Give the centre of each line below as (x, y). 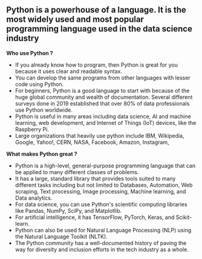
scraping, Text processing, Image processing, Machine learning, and (100, 191)
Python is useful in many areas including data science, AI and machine (103, 116)
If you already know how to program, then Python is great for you (96, 65)
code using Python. (39, 84)
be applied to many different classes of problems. (77, 172)
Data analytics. (34, 198)
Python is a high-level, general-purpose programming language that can (105, 166)
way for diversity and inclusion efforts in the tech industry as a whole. (102, 249)
